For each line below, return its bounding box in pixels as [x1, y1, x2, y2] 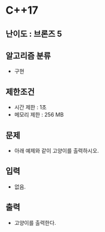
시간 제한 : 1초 [14, 104, 47, 111]
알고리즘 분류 [5, 51, 51, 61]
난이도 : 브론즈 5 [5, 29, 62, 39]
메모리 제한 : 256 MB [14, 111, 64, 118]
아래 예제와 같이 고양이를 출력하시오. [14, 147, 99, 155]
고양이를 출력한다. [14, 219, 56, 226]
